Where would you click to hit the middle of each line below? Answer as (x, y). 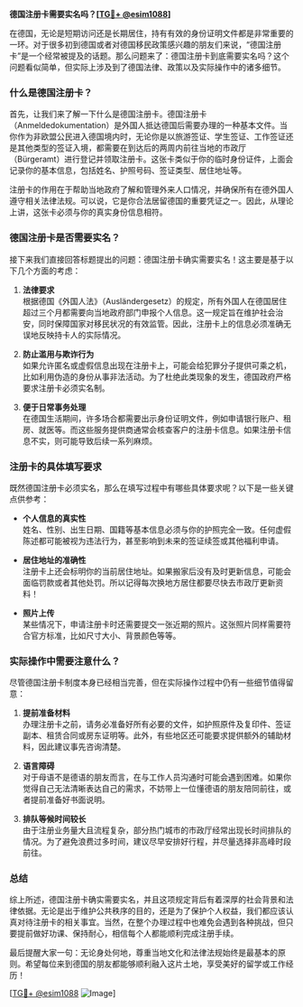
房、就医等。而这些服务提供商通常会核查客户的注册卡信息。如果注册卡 (153, 430)
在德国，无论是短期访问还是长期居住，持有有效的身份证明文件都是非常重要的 (151, 33)
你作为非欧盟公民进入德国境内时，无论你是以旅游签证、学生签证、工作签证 (147, 137)
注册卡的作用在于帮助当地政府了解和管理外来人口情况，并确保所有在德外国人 (151, 189)
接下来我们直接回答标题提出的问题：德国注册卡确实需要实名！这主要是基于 (147, 259)
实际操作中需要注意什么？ (65, 661)
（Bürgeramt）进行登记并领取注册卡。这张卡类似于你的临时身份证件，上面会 (151, 159)
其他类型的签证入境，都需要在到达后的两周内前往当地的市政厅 (131, 148)
